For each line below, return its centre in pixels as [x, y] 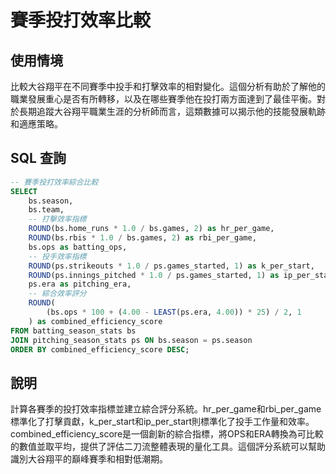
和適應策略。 [36, 124]
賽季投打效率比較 [81, 20]
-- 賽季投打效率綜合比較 [54, 182]
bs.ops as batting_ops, [78, 247]
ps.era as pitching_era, [80, 284]
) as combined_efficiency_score [95, 321]
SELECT [24, 191]
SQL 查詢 [38, 158]
